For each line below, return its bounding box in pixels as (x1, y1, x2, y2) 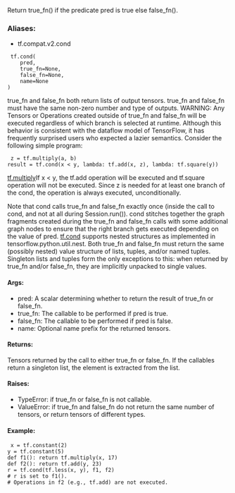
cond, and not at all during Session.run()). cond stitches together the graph (7, 209, 225, 218)
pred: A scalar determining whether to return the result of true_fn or (17, 294, 214, 303)
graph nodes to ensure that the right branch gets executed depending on (7, 225, 220, 233)
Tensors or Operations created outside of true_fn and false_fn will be (7, 111, 206, 120)
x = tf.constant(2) (10, 442, 68, 449)
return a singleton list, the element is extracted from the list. (7, 363, 181, 372)
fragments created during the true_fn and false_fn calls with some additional (7, 217, 229, 226)
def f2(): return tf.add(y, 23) (7, 461, 102, 468)
